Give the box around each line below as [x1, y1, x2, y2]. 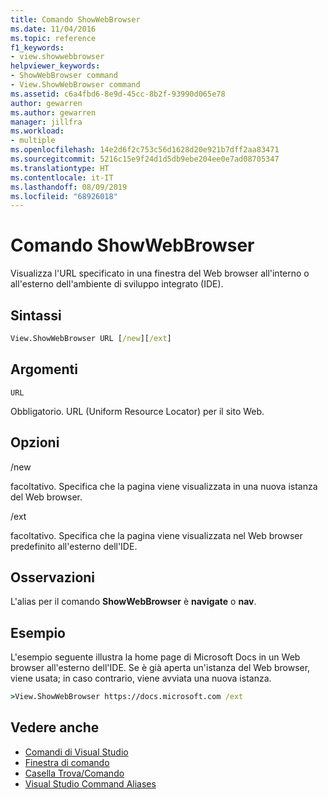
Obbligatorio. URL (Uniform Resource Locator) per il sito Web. [10, 405, 265, 417]
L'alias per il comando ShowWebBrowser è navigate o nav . [10, 596, 257, 608]
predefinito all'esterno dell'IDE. [10, 540, 138, 552]
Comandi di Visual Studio [24, 746, 129, 758]
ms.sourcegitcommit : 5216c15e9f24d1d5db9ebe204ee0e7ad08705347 [10, 154, 280, 164]
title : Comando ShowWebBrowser [10, 14, 141, 25]
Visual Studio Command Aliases [24, 777, 157, 790]
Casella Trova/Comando [24, 767, 125, 779]
